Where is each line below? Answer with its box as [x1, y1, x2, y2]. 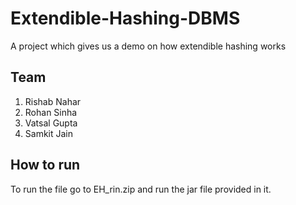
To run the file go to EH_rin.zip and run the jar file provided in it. [10, 183, 272, 195]
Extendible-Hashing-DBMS [10, 7, 241, 30]
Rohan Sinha [24, 106, 78, 118]
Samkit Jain [24, 127, 74, 139]
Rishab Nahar [24, 95, 82, 107]
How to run [10, 157, 81, 174]
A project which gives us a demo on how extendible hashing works [10, 40, 287, 52]
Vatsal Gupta [24, 117, 78, 129]
